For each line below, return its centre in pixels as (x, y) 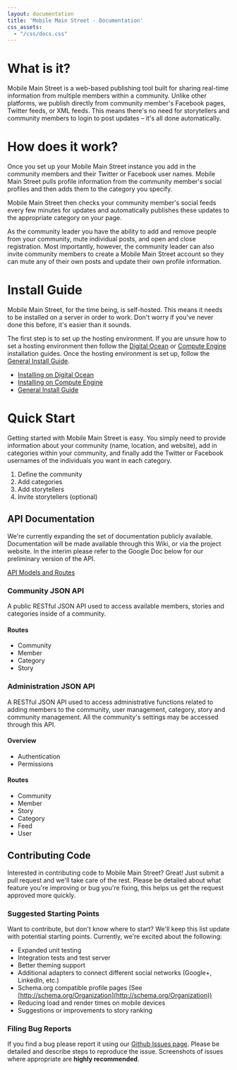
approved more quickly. (42, 895)
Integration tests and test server (64, 958)
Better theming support (51, 965)
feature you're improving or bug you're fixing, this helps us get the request (116, 887)
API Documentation (51, 519)
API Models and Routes (41, 572)
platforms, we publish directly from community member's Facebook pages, (116, 103)
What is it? (39, 69)
